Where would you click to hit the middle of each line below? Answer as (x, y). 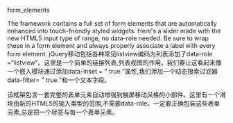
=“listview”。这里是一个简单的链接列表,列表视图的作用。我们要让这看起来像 (114, 63)
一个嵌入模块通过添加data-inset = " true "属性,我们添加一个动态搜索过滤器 (113, 71)
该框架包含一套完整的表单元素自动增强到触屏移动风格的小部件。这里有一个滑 (116, 95)
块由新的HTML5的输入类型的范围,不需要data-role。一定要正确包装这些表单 (114, 103)
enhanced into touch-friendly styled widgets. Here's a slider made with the (114, 31)
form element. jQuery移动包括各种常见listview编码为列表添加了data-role (110, 54)
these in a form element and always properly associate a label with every (111, 46)
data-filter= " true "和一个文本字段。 (59, 80)
